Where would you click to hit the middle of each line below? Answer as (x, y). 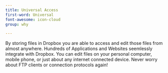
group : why (17, 24)
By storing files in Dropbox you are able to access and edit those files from (84, 43)
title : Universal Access (32, 10)
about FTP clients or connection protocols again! (57, 65)
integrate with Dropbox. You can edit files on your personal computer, (79, 54)
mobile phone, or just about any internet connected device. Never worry (81, 60)
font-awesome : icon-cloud (33, 19)
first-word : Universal (29, 15)
